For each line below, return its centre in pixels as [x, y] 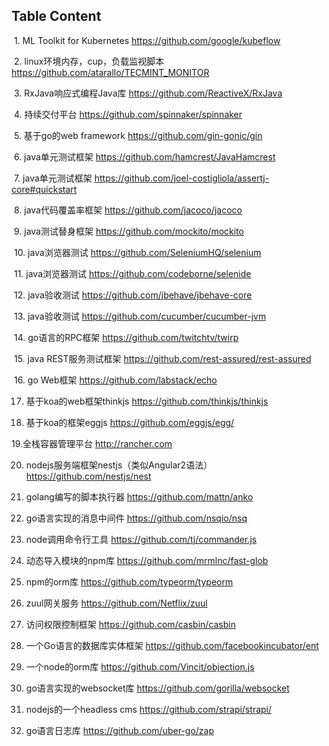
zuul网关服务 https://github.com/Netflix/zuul [116, 603]
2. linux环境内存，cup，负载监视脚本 [89, 61]
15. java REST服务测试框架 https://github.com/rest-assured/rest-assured [162, 358]
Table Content [56, 16]
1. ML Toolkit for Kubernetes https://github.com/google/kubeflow [147, 40]
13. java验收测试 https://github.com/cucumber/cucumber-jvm [140, 316]
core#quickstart [44, 189]
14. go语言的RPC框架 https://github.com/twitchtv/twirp [126, 337]
